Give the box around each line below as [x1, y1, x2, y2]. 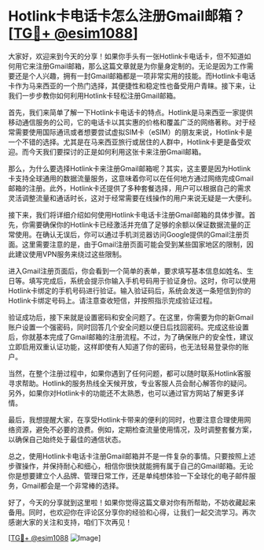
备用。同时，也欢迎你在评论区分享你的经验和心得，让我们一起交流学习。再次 [8, 507, 256, 517]
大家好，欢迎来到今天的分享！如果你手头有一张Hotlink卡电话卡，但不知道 [8, 51, 245, 61]
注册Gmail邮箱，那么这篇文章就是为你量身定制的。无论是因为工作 [35, 61, 247, 71]
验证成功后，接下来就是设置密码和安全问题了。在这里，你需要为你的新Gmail [8, 312, 254, 321]
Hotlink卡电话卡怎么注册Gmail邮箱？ [8, 7, 246, 25]
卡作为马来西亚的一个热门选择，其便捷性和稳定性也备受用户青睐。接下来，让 [8, 80, 256, 91]
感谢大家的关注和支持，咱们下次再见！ [8, 517, 132, 526]
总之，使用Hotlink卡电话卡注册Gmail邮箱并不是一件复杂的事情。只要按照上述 [8, 451, 256, 461]
